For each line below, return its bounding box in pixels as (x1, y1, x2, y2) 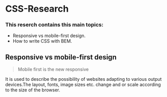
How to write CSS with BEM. (12, 38, 72, 44)
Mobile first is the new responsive (17, 67, 89, 73)
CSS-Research (5, 3, 69, 15)
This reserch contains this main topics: (5, 21, 103, 28)
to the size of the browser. (5, 87, 60, 93)
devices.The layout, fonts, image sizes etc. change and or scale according (5, 82, 161, 88)
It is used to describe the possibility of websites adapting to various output (5, 76, 162, 82)
